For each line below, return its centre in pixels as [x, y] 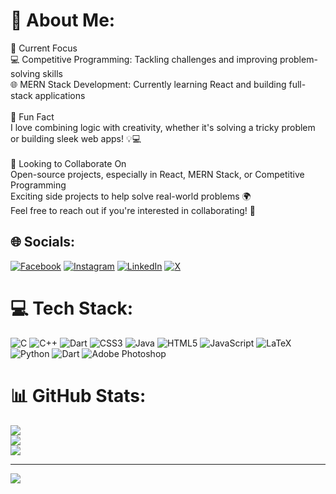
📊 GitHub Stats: [78, 395]
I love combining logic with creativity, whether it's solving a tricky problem [163, 127]
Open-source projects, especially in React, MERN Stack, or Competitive [157, 174]
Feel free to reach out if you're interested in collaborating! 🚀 [133, 210]
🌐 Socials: [43, 242]
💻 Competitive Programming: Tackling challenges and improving [144, 59]
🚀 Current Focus [44, 48]
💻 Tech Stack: [72, 308]
